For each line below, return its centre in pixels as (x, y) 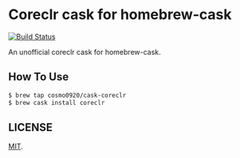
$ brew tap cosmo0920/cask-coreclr (67, 95)
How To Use (39, 77)
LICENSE (31, 127)
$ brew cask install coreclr (57, 102)
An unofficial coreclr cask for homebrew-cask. (85, 52)
